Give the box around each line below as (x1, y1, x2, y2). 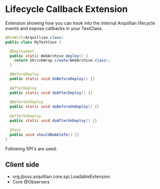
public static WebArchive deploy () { (9, 53, 88, 58)
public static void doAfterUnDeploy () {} (9, 118, 97, 123)
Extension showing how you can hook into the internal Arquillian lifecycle (5, 20, 155, 26)
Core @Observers (12, 179, 50, 185)
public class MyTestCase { (5, 39, 61, 44)
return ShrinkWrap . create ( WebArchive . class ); (14, 58, 111, 63)
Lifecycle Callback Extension (5, 3, 128, 15)
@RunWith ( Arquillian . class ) (5, 35, 64, 40)
